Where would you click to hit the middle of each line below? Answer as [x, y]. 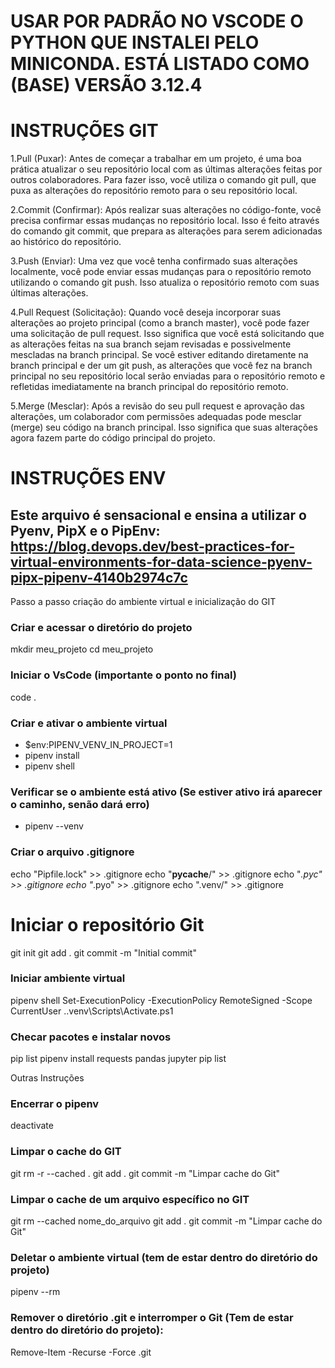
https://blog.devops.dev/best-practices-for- [152, 546]
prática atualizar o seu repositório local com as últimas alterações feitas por [166, 169]
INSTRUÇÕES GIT [84, 131]
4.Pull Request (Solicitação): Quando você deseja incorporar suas [146, 312]
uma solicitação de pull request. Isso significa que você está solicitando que [167, 334]
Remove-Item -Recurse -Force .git [81, 1352]
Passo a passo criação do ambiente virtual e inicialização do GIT [143, 602]
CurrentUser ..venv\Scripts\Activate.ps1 [92, 1011]
